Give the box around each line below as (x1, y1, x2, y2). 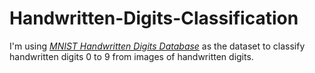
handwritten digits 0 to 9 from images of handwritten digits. (9, 50, 254, 62)
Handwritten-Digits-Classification (9, 7, 299, 30)
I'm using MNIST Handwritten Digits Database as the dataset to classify (9, 40, 306, 52)
